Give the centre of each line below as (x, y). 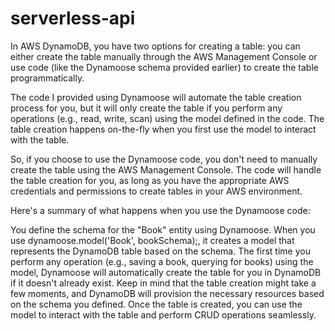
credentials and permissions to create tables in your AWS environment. (156, 191)
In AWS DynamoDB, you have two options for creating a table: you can (155, 46)
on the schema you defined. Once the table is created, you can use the (156, 304)
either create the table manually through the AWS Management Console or (164, 56)
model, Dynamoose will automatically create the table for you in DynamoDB (166, 272)
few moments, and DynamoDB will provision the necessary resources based (167, 293)
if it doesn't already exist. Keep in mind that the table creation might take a (163, 283)
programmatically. (47, 78)
